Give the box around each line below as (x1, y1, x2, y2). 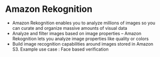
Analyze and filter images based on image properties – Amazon (12, 30, 142, 36)
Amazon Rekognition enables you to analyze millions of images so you (12, 20, 156, 26)
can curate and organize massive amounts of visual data (12, 25, 127, 31)
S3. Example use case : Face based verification (12, 46, 109, 52)
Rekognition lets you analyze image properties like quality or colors (12, 36, 149, 42)
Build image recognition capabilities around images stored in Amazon (12, 41, 154, 47)
